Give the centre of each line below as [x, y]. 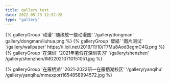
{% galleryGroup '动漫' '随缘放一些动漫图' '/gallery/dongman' [70, 35]
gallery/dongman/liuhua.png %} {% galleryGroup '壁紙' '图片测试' [74, 41]
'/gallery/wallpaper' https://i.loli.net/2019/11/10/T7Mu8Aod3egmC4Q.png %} [85, 47]
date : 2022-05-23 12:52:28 [34, 15]
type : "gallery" [22, 19]
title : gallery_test [27, 10]
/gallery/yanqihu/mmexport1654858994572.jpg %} [59, 75]
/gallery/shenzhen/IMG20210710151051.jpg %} [54, 59]
